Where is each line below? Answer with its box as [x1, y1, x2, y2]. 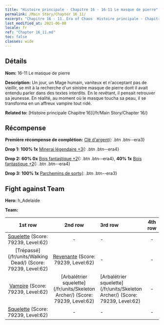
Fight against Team [5, 184, 65, 193]
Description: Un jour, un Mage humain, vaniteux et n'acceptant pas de [5, 79, 147, 86]
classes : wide [5, 39, 34, 44]
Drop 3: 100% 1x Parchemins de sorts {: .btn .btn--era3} [5, 171, 118, 176]
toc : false [5, 35, 27, 40]
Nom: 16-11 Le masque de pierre [5, 70, 70, 76]
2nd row [64, 222, 84, 229]
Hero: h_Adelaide [5, 197, 40, 203]
